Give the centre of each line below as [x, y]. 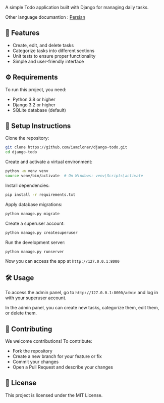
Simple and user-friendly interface [48, 61]
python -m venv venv [27, 171]
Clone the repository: [27, 138]
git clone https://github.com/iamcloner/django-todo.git [66, 147]
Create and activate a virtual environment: [49, 162]
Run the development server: [35, 242]
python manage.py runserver [35, 252]
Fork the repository [33, 351]
